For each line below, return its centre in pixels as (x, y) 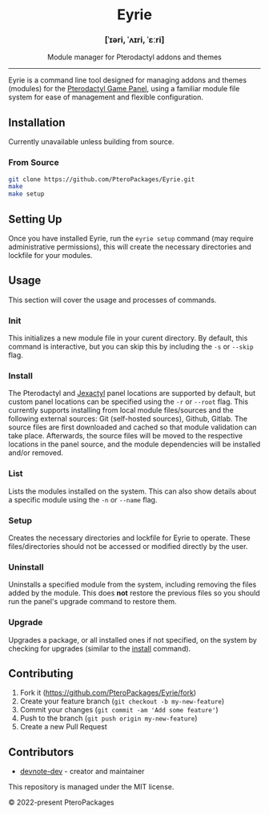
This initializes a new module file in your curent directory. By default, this (128, 338)
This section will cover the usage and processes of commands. (112, 300)
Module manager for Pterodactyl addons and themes (134, 57)
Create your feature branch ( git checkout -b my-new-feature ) (122, 701)
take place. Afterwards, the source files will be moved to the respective (125, 436)
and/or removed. (36, 453)
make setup (26, 194)
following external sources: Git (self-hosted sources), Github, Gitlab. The (128, 419)
